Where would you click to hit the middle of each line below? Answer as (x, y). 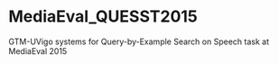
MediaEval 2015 (38, 50)
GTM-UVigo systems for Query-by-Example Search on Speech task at (139, 41)
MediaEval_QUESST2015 (103, 17)
